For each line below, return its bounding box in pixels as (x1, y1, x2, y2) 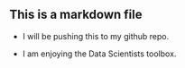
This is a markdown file (9, 7, 143, 22)
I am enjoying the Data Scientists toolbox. (22, 48, 177, 59)
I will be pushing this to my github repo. (22, 30, 170, 41)
